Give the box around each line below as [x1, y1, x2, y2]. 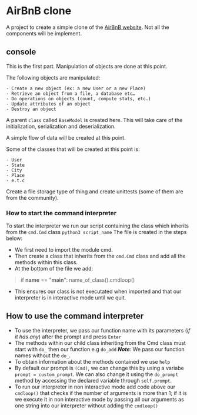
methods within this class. [14, 259, 78, 266]
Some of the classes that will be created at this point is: [6, 146, 140, 153]
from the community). [6, 194, 59, 201]
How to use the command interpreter [6, 311, 144, 321]
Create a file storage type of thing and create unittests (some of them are [6, 187, 183, 195]
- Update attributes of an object [6, 101, 91, 107]
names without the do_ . [14, 352, 71, 359]
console [6, 47, 36, 57]
